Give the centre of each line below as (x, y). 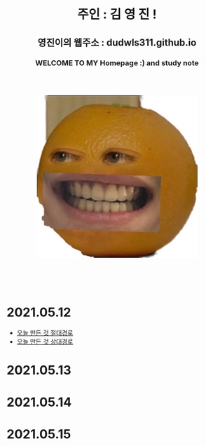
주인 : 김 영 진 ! (117, 14)
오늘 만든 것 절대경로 (45, 332)
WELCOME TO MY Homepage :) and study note (117, 62)
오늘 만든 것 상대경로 (45, 342)
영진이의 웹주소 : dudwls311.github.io (117, 42)
